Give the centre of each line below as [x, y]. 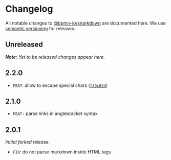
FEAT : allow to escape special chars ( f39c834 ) [60, 85]
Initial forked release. [28, 142]
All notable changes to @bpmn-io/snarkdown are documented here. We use [85, 23]
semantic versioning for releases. [40, 28]
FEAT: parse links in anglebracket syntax [55, 113]
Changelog [29, 9]
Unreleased [24, 45]
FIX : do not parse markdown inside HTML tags [62, 152]
